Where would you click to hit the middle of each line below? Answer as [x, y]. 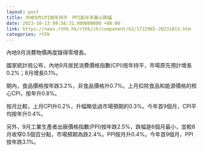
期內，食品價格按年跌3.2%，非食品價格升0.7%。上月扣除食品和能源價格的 [99, 86]
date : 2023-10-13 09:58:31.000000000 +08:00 [63, 23]
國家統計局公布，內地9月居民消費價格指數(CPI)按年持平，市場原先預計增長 [99, 65]
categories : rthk [28, 35]
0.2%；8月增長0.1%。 [34, 73]
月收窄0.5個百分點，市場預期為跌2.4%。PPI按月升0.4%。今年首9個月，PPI [100, 135]
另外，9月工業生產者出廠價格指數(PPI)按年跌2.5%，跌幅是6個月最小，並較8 [101, 127]
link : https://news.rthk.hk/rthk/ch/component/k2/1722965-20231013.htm [98, 29]
